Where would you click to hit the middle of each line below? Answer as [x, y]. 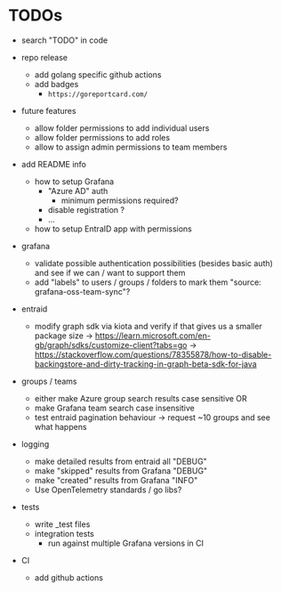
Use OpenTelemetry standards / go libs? [108, 490]
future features [48, 110]
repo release [44, 57]
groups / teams [49, 381]
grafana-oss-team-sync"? [82, 291]
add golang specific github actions [98, 74]
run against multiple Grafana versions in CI [126, 543]
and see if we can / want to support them [110, 272]
